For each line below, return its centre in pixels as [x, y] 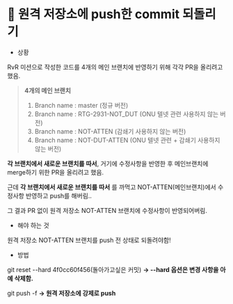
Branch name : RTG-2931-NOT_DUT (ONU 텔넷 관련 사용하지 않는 [127, 114]
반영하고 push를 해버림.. [59, 195]
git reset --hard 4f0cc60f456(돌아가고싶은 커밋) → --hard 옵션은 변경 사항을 [113, 269]
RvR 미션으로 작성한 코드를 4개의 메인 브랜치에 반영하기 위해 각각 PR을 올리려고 [115, 67]
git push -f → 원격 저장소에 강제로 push [62, 293]
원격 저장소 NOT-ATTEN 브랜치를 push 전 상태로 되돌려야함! [89, 240]
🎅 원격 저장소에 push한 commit [94, 14]
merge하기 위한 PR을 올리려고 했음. [56, 172]
